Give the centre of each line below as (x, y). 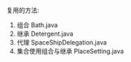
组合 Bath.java (37, 25)
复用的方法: (23, 10)
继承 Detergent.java (45, 34)
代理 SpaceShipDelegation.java (62, 42)
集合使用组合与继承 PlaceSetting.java (70, 51)
